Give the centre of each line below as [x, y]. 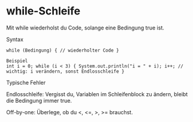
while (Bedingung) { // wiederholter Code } [63, 50]
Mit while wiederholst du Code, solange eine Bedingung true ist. [85, 28]
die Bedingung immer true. [39, 100]
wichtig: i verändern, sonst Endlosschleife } [65, 71]
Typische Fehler [26, 82]
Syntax [15, 39]
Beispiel [17, 61]
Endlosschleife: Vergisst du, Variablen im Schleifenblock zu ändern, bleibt [97, 94]
